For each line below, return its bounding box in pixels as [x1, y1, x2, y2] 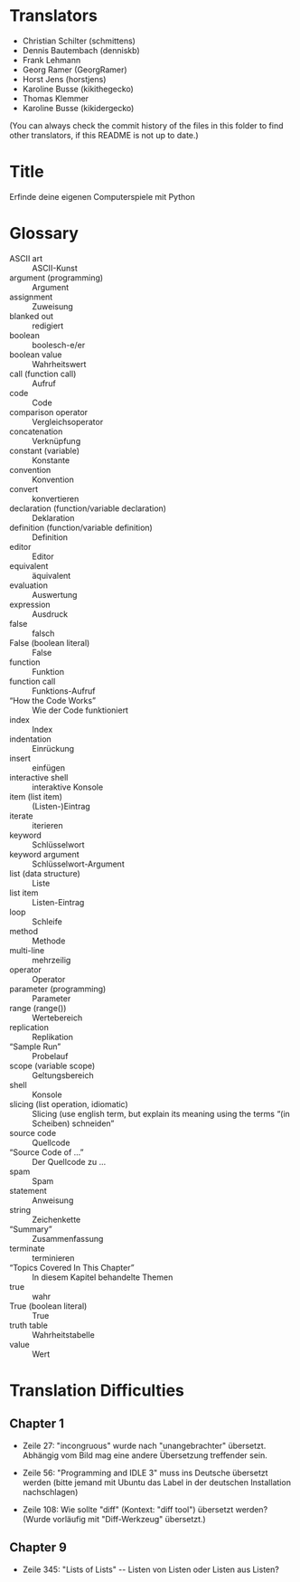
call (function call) [9, 368, 77, 379]
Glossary [9, 223, 80, 244]
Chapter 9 [9, 1539, 68, 1556]
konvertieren [32, 493, 80, 504]
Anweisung [32, 1195, 74, 1206]
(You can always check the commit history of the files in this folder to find [9, 119, 284, 131]
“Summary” [9, 1223, 52, 1235]
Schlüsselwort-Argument [32, 858, 125, 869]
